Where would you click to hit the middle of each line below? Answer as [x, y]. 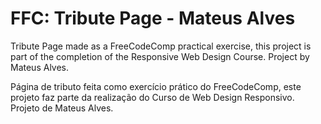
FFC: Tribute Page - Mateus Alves [153, 18]
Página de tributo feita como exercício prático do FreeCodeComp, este [156, 86]
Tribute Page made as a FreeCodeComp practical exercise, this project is [161, 46]
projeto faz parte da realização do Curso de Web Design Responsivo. [152, 97]
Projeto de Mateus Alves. [62, 108]
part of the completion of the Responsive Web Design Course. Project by [160, 56]
